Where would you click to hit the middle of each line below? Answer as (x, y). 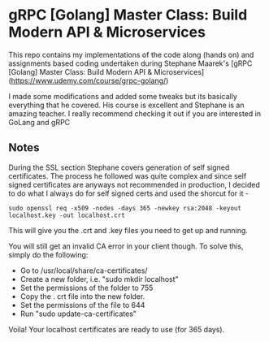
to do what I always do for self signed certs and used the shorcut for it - (129, 193)
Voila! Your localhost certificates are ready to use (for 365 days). (117, 329)
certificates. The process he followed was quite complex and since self (128, 175)
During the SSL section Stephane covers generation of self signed (119, 167)
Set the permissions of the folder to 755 (87, 288)
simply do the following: (48, 254)
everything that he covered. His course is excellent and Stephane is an (126, 105)
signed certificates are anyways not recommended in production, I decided (134, 184)
